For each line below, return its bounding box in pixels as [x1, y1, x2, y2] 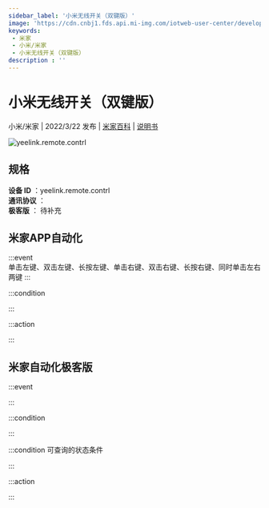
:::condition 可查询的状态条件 [8, 446, 104, 455]
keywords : [8, 26, 42, 34]
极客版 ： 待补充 [8, 205, 62, 215]
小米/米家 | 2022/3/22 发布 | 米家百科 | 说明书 [8, 121, 159, 131]
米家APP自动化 [8, 232, 82, 245]
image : [8, 19, 30, 27]
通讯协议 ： [8, 196, 46, 205]
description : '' [8, 57, 66, 65]
